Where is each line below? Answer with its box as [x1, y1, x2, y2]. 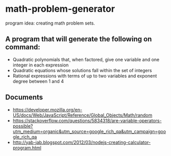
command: [5, 43, 41, 52]
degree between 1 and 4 [12, 78, 64, 84]
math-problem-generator [5, 3, 115, 15]
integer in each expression [12, 62, 69, 68]
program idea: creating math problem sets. [5, 20, 95, 26]
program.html [12, 144, 42, 151]
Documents [5, 93, 43, 102]
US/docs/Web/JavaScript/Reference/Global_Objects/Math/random [12, 112, 153, 118]
